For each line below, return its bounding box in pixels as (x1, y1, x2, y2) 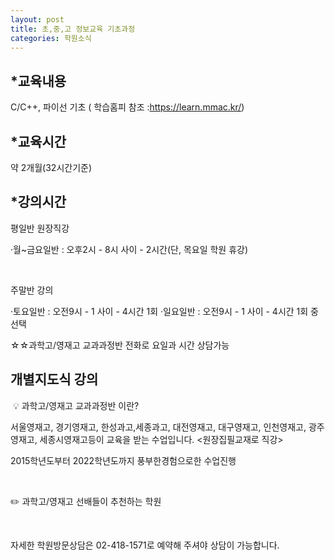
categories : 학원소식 (10, 33, 92, 43)
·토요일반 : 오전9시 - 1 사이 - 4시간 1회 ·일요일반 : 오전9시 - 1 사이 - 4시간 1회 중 (10, 305, 319, 317)
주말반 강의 (10, 284, 54, 296)
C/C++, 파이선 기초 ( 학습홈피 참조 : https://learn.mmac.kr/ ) (10, 101, 245, 113)
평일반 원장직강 (10, 222, 70, 234)
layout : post (10, 14, 65, 25)
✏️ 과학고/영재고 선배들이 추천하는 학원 (10, 495, 162, 507)
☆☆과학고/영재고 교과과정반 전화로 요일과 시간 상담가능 (10, 339, 230, 351)
